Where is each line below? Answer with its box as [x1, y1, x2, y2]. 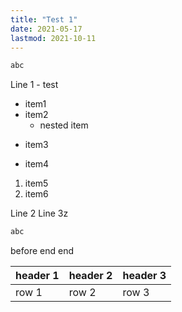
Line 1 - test [10, 79, 59, 91]
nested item [39, 119, 89, 131]
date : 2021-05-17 [10, 24, 83, 34]
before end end [10, 245, 74, 257]
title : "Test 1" [10, 14, 78, 25]
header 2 [68, 269, 113, 283]
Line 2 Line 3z [10, 207, 69, 220]
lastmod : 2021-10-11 [10, 33, 97, 43]
